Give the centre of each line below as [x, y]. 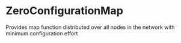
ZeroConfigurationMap [65, 11]
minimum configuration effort [42, 33]
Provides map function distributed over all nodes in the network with [90, 27]
